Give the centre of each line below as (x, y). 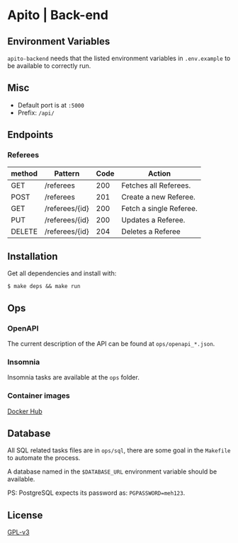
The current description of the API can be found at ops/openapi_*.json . (111, 344)
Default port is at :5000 (51, 105)
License (25, 515)
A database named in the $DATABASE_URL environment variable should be (112, 471)
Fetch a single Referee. (159, 208)
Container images (39, 396)
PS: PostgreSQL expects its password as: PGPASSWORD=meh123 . (96, 493)
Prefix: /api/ (36, 113)
